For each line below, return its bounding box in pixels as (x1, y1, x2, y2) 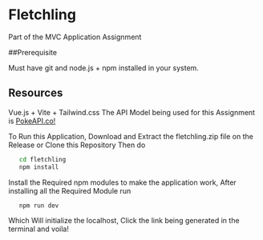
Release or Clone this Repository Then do (8, 140, 146, 150)
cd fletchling (18, 155, 67, 163)
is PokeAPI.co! (8, 116, 56, 126)
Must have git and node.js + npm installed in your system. (8, 62, 199, 73)
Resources (8, 86, 63, 100)
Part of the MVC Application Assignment (8, 32, 142, 42)
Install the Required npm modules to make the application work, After (8, 178, 237, 187)
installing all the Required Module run (8, 186, 131, 195)
